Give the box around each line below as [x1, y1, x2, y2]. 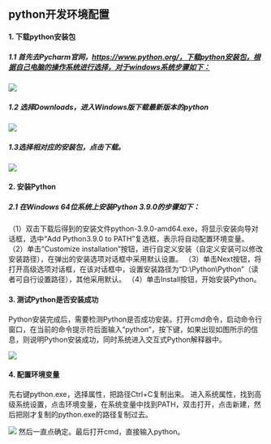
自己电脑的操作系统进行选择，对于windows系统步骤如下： [15, 62, 211, 71]
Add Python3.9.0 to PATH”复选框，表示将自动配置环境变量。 [47, 234, 249, 244]
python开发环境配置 [8, 7, 110, 22]
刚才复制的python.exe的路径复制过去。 [22, 409, 153, 419]
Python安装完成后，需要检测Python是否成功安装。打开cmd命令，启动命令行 [8, 314, 262, 324]
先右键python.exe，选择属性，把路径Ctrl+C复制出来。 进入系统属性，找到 [8, 389, 255, 399]
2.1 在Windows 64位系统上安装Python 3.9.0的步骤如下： [8, 202, 200, 212]
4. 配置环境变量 [8, 369, 60, 379]
